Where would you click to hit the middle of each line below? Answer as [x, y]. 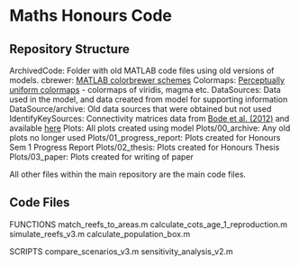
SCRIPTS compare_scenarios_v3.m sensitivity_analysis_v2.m [121, 251]
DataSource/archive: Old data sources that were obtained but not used [140, 109]
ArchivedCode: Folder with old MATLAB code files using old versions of [142, 70]
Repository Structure [70, 49]
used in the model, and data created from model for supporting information [149, 99]
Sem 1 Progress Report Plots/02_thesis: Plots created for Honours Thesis [145, 147]
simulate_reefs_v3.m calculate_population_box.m [100, 234]
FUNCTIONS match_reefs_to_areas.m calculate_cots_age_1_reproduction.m [149, 224]
